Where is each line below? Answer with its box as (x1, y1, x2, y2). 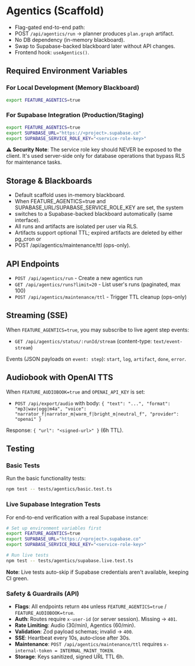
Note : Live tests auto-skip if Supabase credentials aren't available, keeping (6, 568, 189, 576)
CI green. (6, 574, 29, 581)
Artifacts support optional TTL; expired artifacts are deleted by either (14, 229, 183, 236)
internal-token (14, 648, 53, 654)
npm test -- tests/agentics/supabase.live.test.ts (6, 557, 134, 564)
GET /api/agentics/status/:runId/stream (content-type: (14, 337, 152, 345)
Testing (6, 444, 35, 454)
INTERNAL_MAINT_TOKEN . (60, 647, 115, 654)
